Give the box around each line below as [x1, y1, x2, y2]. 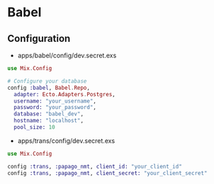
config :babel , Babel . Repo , [7, 84, 91, 91]
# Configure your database [7, 77, 87, 85]
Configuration [7, 33, 71, 45]
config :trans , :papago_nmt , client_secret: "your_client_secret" [7, 169, 208, 177]
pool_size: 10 [13, 124, 55, 131]
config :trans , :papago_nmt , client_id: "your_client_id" [7, 163, 182, 170]
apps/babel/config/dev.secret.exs [17, 51, 117, 59]
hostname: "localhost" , [13, 117, 84, 125]
